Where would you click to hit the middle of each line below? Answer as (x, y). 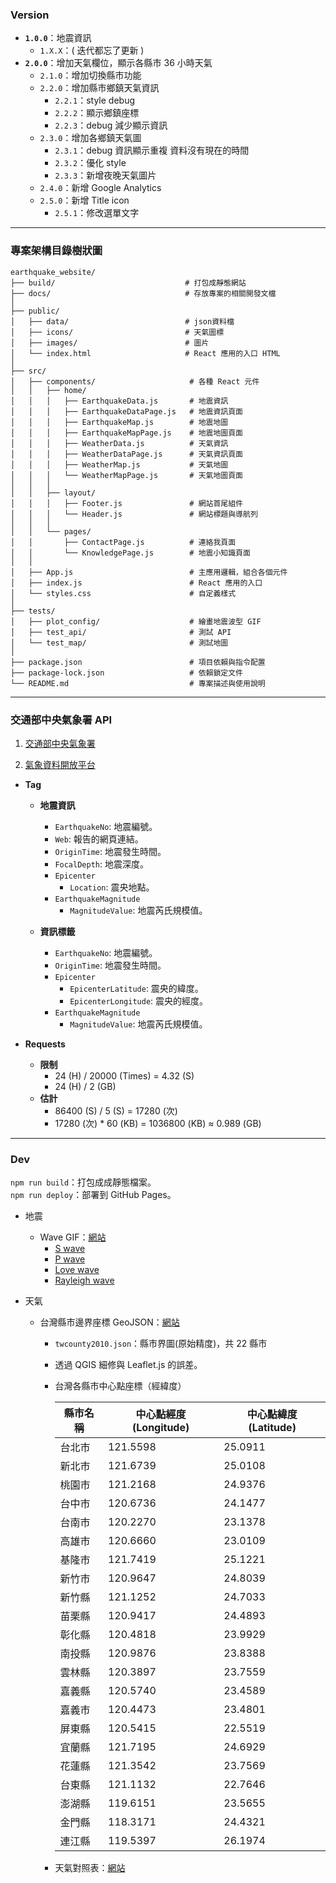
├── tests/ (33, 611)
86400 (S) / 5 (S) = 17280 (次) (116, 1110)
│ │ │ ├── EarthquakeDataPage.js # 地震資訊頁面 (127, 411)
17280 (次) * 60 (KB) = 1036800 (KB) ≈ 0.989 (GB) (158, 1123)
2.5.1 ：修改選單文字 (97, 213)
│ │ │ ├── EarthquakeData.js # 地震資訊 (119, 401)
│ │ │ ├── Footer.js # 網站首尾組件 (127, 503)
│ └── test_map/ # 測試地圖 (119, 643)
